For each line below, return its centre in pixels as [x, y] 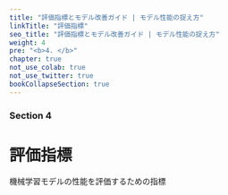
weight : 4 [28, 42]
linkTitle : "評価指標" [49, 26]
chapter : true [36, 59]
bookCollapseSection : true [59, 84]
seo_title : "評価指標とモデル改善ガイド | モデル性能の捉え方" [115, 34]
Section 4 [30, 115]
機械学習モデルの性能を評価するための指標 [88, 182]
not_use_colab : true [48, 68]
